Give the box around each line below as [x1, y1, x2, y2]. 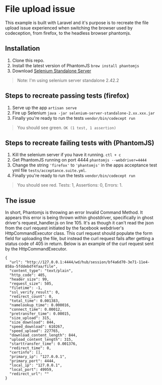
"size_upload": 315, [9, 316, 51, 321]
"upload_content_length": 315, [9, 337, 73, 342]
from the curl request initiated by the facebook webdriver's [5, 225, 124, 231]
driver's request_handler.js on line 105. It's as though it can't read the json [5, 220, 154, 226]
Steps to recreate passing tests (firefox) [5, 92, 130, 100]
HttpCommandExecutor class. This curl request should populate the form [5, 230, 153, 236]
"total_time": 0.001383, [9, 299, 60, 303]
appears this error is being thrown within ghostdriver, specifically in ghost [5, 215, 154, 220]
